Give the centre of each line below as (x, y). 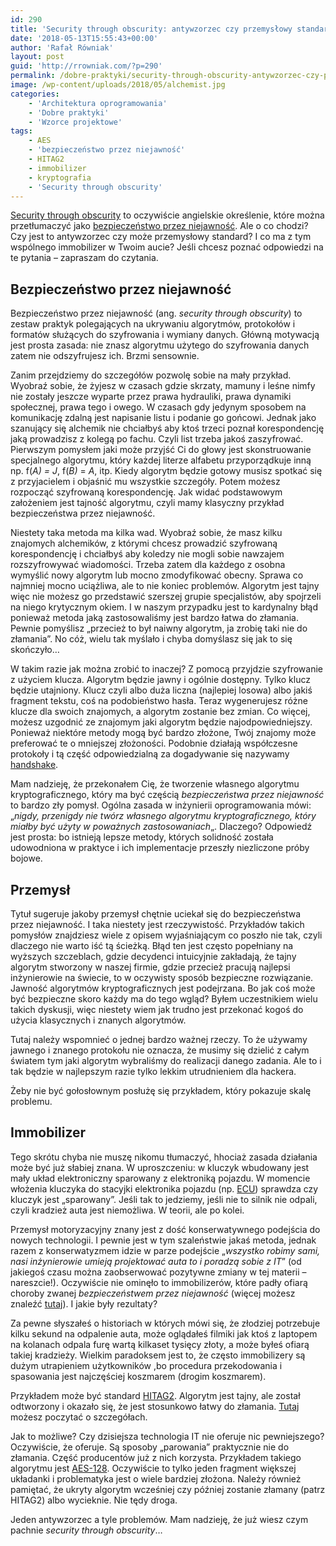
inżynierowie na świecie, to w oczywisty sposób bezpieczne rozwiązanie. (162, 977)
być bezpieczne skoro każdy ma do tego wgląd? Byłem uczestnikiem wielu (164, 999)
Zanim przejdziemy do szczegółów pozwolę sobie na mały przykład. (151, 375)
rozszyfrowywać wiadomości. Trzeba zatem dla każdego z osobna (148, 565)
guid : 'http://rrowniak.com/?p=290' (86, 66)
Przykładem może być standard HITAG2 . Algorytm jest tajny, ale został (155, 1395)
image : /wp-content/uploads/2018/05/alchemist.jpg (118, 85)
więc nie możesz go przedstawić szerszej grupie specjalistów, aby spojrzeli (166, 597)
